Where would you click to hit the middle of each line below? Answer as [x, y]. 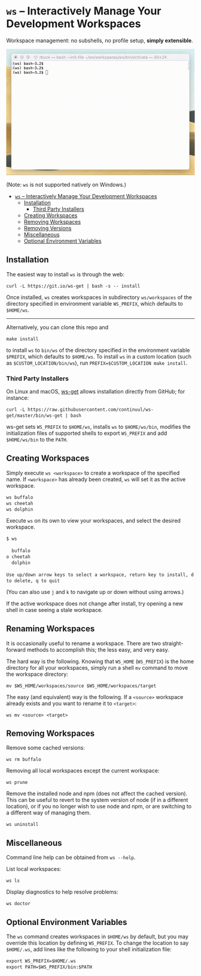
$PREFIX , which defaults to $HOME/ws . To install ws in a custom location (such [99, 356]
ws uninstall [22, 825]
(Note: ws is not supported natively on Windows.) [66, 184]
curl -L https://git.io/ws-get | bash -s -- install [73, 286]
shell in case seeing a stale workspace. [54, 610]
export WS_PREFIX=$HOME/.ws [41, 961]
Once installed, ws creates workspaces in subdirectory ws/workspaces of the [99, 297]
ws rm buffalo [24, 760]
